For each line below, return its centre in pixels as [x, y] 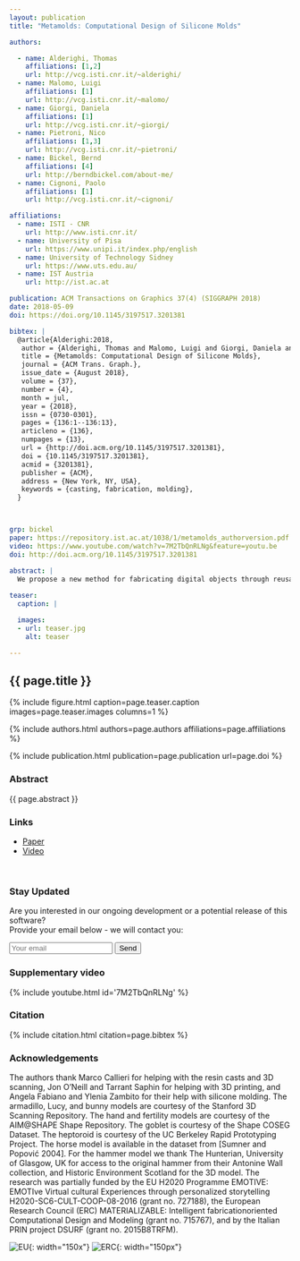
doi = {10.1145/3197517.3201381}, [85, 456]
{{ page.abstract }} [44, 798]
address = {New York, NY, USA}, [81, 481]
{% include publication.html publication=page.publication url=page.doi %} [146, 756]
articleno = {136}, [57, 431]
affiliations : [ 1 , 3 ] [63, 141]
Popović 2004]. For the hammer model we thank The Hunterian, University [146, 1154]
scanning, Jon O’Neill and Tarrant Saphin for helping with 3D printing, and [145, 1087]
